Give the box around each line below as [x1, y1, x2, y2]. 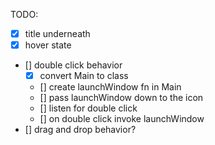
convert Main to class [39, 70, 129, 82]
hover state [24, 39, 72, 51]
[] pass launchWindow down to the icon [39, 92, 204, 104]
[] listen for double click [39, 102, 138, 114]
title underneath [24, 28, 91, 39]
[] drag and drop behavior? [24, 124, 137, 136]
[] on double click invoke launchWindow [39, 113, 205, 125]
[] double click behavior [24, 59, 123, 71]
